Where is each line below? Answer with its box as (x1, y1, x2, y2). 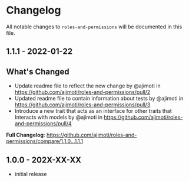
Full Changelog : (6, 131, 45, 139)
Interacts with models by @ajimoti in (14, 113, 103, 121)
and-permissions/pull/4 (14, 120, 72, 127)
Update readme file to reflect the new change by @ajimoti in (14, 82, 161, 89)
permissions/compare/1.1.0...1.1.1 (6, 138, 84, 145)
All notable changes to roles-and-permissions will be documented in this (6, 23, 183, 30)
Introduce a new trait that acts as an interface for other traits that (14, 108, 172, 115)
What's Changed (6, 66, 69, 77)
